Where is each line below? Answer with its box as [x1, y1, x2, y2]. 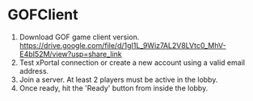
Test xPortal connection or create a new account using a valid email [19, 58, 246, 67]
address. [19, 66, 49, 75]
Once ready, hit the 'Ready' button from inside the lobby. [19, 83, 209, 93]
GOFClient [7, 6, 78, 24]
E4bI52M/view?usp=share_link [19, 49, 122, 59]
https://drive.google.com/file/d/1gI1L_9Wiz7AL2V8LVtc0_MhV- [19, 40, 227, 50]
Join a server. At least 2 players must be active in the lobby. [19, 75, 218, 84]
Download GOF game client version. [19, 32, 140, 42]
